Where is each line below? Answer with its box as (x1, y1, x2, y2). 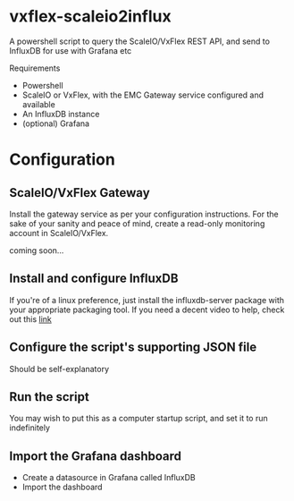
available (21, 98, 55, 109)
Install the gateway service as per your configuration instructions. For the (9, 208, 279, 219)
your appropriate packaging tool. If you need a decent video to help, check (9, 304, 285, 315)
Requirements (9, 63, 61, 73)
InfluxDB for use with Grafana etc (9, 45, 132, 55)
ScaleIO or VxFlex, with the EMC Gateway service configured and (21, 89, 265, 100)
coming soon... (9, 244, 64, 256)
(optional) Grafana (21, 118, 90, 129)
